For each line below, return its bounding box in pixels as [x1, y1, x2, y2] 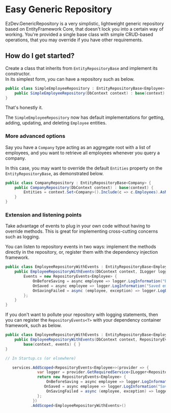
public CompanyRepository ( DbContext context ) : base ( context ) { [14, 185, 154, 190]
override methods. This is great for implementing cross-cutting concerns [5, 228, 158, 234]
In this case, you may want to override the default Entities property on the [5, 165, 163, 171]
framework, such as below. [5, 323, 62, 329]
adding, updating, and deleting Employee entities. [5, 120, 107, 126]
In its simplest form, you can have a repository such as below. [5, 76, 135, 82]
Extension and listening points [5, 211, 82, 218]
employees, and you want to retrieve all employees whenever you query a [5, 150, 160, 156]
